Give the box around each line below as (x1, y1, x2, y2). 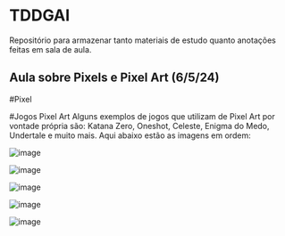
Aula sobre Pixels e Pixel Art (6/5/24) (9, 70, 220, 85)
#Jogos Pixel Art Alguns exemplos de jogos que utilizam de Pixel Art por (9, 110, 275, 121)
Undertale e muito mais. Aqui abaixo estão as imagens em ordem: (9, 130, 252, 141)
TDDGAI (9, 5, 71, 26)
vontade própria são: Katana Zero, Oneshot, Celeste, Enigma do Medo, (9, 120, 270, 131)
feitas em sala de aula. (9, 44, 92, 54)
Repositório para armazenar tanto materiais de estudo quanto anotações (9, 35, 277, 45)
